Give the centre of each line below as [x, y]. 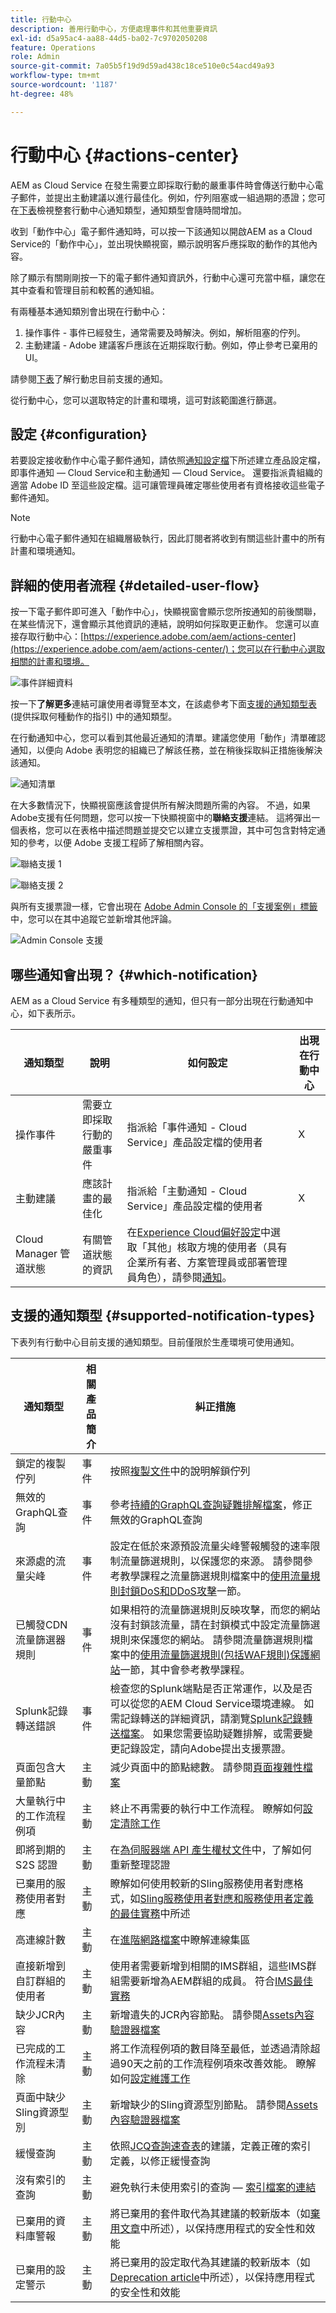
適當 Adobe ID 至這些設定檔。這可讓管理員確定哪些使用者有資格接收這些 [159, 485]
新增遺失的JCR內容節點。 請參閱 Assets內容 [212, 2014]
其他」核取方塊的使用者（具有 [217, 1247]
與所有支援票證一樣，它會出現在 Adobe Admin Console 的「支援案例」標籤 [164, 907]
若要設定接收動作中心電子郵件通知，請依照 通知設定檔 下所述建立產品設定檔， [168, 460]
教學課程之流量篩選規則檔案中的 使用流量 [215, 1576]
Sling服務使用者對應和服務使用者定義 [226, 1898]
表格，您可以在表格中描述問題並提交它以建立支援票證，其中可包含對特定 [167, 830]
